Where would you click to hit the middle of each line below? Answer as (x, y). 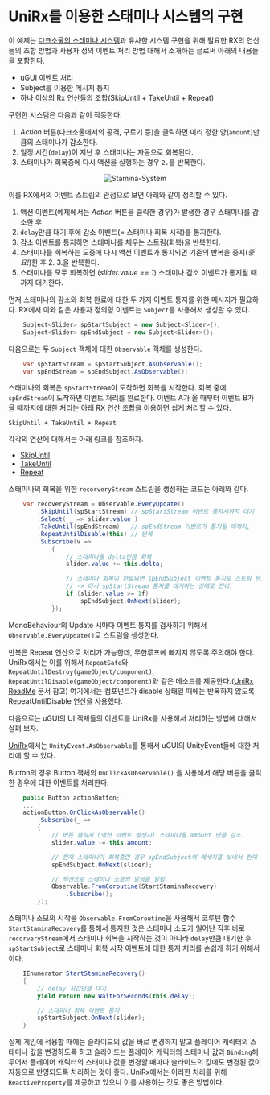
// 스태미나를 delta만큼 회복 (108, 556)
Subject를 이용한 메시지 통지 (65, 87)
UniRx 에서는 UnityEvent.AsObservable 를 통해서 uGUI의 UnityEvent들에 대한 (130, 745)
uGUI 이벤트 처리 (47, 77)
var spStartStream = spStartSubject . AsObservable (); (113, 364)
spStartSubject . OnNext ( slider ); (92, 1018)
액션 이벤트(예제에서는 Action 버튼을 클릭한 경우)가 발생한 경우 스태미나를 (135, 212)
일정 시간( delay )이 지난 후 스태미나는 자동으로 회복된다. (106, 152)
